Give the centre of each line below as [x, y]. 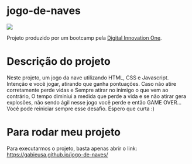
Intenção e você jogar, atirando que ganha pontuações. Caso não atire [92, 83]
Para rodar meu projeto [64, 132]
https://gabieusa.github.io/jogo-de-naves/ [57, 154]
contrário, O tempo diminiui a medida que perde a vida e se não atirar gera [97, 96]
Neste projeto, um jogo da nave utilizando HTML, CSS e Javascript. [88, 78]
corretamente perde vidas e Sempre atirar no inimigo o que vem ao [88, 90]
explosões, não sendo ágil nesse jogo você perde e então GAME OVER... [94, 102]
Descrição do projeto [59, 62]
